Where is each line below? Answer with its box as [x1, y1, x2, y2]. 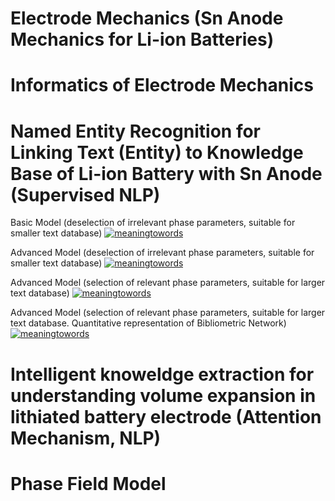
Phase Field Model [10, 472, 167, 495]
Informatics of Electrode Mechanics [10, 74, 314, 97]
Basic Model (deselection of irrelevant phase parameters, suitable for [10, 217, 296, 229]
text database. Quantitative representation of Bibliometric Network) [10, 317, 287, 329]
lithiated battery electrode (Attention [10, 405, 322, 428]
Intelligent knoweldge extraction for [10, 363, 315, 386]
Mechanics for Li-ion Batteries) [10, 28, 275, 51]
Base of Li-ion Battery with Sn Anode [10, 162, 323, 185]
